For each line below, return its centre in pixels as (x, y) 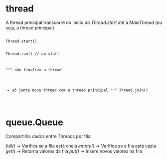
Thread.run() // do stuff (32, 54)
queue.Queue (34, 122)
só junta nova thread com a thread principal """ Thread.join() (80, 90)
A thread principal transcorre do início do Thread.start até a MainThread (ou (84, 22)
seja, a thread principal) (30, 27)
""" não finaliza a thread (34, 70)
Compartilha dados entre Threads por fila (48, 136)
